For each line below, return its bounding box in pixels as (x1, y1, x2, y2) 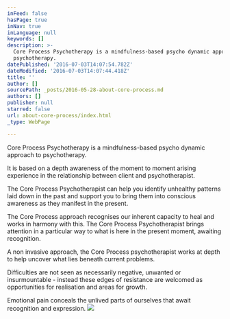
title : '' (7, 73, 36, 81)
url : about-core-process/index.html (7, 112, 112, 119)
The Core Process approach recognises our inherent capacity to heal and (7, 212, 214, 220)
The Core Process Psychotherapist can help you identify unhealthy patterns (7, 185, 221, 193)
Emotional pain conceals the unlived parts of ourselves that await (7, 296, 191, 304)
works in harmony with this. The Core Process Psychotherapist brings (7, 220, 204, 228)
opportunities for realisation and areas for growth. (7, 283, 148, 291)
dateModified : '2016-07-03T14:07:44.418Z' (7, 67, 130, 74)
